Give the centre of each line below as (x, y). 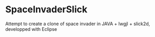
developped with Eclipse (31, 29)
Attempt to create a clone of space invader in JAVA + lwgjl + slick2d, (78, 24)
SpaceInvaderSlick (46, 10)
